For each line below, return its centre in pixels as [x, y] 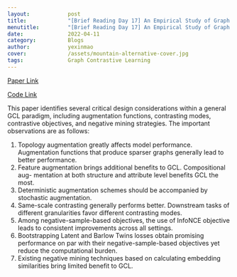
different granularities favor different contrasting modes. [100, 213]
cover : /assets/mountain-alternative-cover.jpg [98, 54]
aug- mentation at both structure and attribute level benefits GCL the [118, 174]
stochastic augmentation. [55, 197]
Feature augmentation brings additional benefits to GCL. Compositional [121, 167]
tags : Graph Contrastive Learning [79, 61]
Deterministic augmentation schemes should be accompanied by [112, 190]
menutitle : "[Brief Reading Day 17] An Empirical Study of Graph [119, 27]
